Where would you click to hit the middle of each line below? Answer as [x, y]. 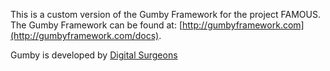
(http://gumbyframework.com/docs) [85, 35]
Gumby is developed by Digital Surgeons [94, 55]
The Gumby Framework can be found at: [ [96, 25]
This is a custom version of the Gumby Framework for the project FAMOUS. [165, 14]
